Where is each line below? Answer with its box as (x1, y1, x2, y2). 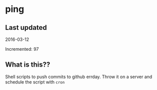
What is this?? (5, 61, 50, 69)
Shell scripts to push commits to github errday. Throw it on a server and (5, 74, 153, 80)
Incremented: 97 (5, 46, 39, 52)
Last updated (5, 23, 47, 32)
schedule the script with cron (5, 79, 65, 85)
